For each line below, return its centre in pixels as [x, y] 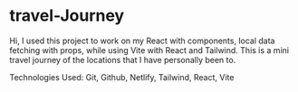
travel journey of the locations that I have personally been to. [123, 60]
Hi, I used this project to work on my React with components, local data [142, 41]
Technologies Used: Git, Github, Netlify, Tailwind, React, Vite [122, 77]
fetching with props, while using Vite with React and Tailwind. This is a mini [149, 50]
